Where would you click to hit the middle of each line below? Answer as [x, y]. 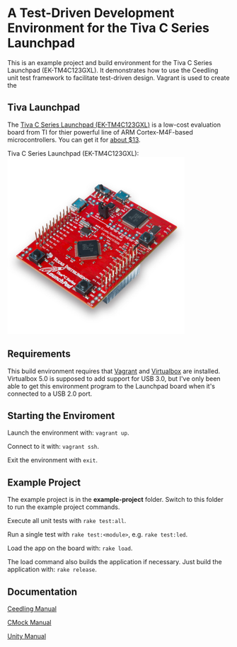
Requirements [39, 354]
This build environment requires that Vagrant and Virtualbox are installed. [114, 371]
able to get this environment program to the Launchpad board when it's [111, 386]
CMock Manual [29, 622]
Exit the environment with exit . [52, 460]
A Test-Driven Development [91, 13]
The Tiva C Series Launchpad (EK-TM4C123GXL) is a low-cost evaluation [114, 125]
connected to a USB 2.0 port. [50, 394]
